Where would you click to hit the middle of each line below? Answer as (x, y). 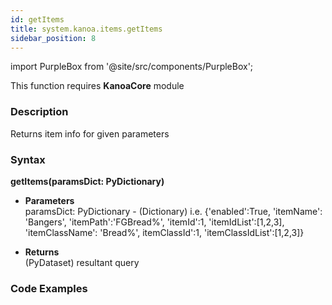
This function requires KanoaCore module (97, 86)
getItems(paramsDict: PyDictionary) (87, 181)
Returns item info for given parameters (90, 133)
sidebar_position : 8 (53, 38)
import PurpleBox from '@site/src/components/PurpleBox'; (132, 67)
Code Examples (49, 288)
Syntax (28, 159)
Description (39, 112)
